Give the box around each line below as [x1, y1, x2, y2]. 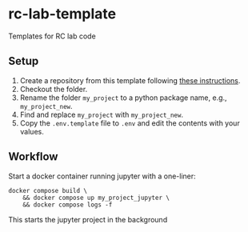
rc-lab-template [8, 5, 117, 23]
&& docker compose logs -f [22, 201, 113, 209]
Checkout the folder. [19, 84, 88, 94]
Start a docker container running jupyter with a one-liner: [8, 171, 196, 181]
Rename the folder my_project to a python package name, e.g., [19, 93, 227, 102]
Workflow [8, 150, 58, 164]
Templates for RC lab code [8, 31, 96, 41]
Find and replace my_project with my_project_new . [19, 110, 184, 119]
